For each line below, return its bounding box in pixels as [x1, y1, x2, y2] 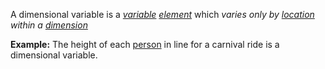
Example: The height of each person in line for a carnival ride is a [10, 39, 280, 50]
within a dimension [10, 19, 88, 31]
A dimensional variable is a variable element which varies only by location [10, 9, 315, 20]
